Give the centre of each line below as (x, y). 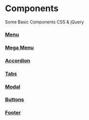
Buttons (15, 100)
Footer (13, 113)
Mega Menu (19, 48)
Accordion (18, 60)
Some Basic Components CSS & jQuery (44, 22)
